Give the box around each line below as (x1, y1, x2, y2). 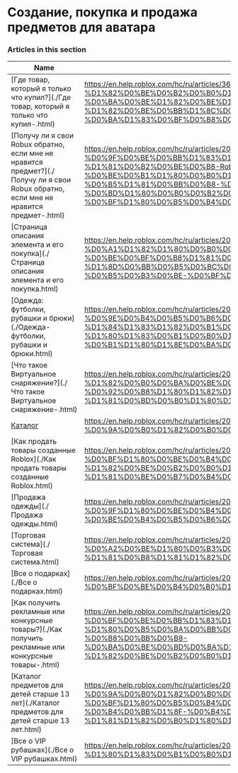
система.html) (11, 557, 59, 567)
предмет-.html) (11, 211, 65, 221)
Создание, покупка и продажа (7, 4, 198, 21)
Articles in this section (7, 45, 86, 55)
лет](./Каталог (11, 698, 60, 708)
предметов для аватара (7, 19, 156, 35)
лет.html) (11, 725, 42, 735)
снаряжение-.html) (11, 405, 78, 415)
